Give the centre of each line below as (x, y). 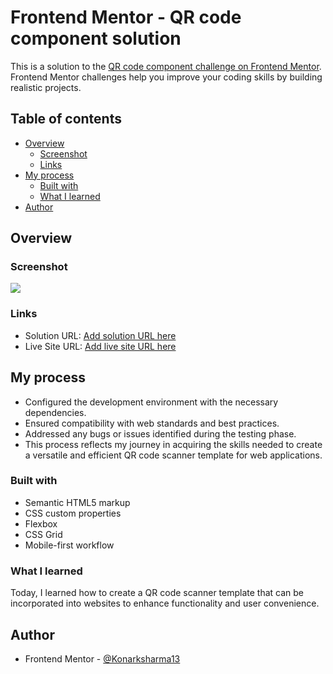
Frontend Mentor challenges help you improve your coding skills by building (166, 77)
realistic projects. (46, 87)
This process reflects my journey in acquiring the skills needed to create (173, 444)
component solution (96, 38)
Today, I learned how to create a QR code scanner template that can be (157, 593)
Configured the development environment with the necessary (151, 402)
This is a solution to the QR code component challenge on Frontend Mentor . (166, 66)
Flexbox (41, 523)
